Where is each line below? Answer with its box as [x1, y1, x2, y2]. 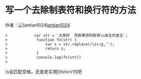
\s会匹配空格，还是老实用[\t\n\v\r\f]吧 [5, 68, 82, 74]
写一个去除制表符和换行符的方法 [5, 4, 137, 16]
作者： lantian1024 [5, 22, 70, 28]
